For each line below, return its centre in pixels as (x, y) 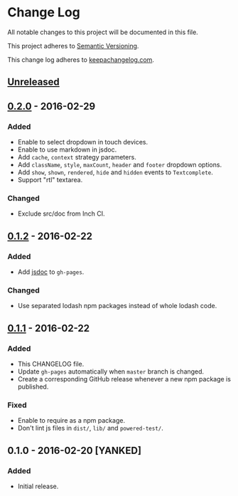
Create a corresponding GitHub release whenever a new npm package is (124, 379)
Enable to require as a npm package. (71, 421)
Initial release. (38, 486)
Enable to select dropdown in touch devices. (82, 142)
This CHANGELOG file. (51, 364)
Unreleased (34, 82)
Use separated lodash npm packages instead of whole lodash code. (117, 306)
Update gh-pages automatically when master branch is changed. (111, 371)
